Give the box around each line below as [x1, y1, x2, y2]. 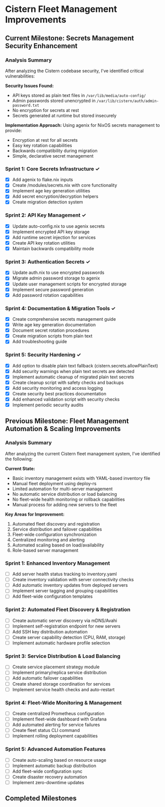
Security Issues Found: [5, 83, 54, 89]
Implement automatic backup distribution [12, 762, 97, 769]
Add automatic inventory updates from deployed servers [12, 582, 128, 588]
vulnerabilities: [5, 73, 35, 79]
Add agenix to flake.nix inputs [12, 177, 73, 182]
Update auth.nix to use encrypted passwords [12, 269, 105, 275]
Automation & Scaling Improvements [5, 424, 121, 433]
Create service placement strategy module [12, 664, 100, 670]
